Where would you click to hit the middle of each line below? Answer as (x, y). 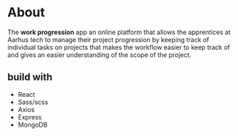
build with (30, 77)
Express (30, 117)
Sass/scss (33, 102)
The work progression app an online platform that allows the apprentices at (119, 32)
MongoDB (33, 125)
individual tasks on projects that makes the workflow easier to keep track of (119, 47)
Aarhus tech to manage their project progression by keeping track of (108, 39)
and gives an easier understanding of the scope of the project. (99, 55)
